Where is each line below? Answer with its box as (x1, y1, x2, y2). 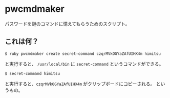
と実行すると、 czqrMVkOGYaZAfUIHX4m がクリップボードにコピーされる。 (5, 81, 155, 87)
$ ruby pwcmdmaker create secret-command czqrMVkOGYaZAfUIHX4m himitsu (5, 51, 161, 56)
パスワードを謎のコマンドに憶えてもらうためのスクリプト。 (5, 21, 130, 27)
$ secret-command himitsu (5, 71, 60, 76)
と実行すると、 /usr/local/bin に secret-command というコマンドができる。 (5, 61, 164, 67)
